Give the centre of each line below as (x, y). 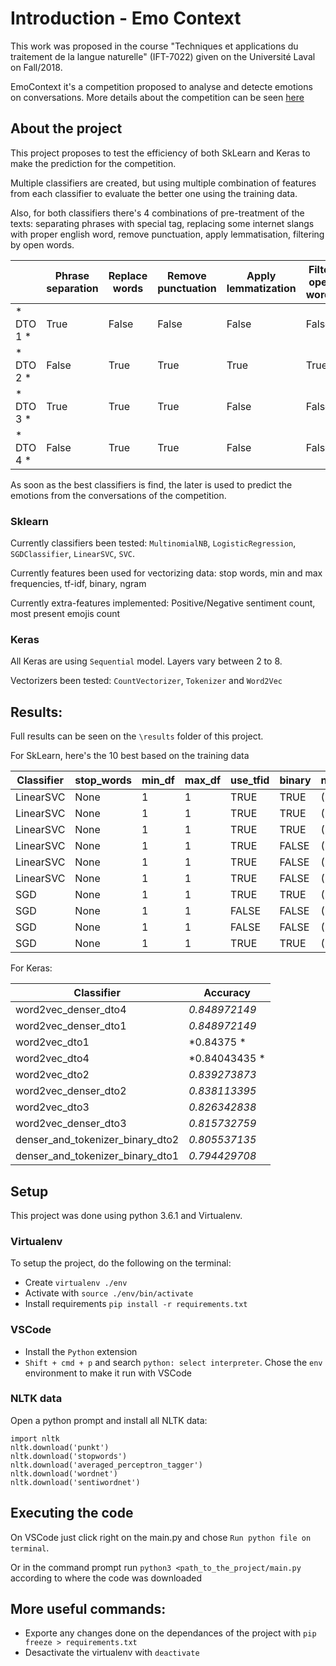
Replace (128, 275)
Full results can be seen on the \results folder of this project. (137, 736)
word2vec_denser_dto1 (71, 1026)
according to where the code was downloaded (106, 1578)
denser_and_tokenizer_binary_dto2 (97, 1140)
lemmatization (261, 288)
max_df (203, 780)
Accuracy (227, 993)
